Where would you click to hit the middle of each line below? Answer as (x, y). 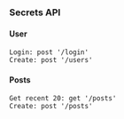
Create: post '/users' (51, 60)
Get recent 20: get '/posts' (63, 99)
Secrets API (35, 12)
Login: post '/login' (49, 52)
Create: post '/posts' (51, 107)
